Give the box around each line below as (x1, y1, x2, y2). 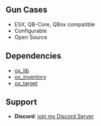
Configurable (14, 27, 47, 34)
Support (5, 97, 37, 107)
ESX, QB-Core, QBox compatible (14, 20, 96, 28)
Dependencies (5, 51, 61, 61)
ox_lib (14, 67, 29, 74)
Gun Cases (5, 5, 47, 15)
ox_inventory (14, 73, 47, 80)
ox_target (14, 79, 38, 86)
